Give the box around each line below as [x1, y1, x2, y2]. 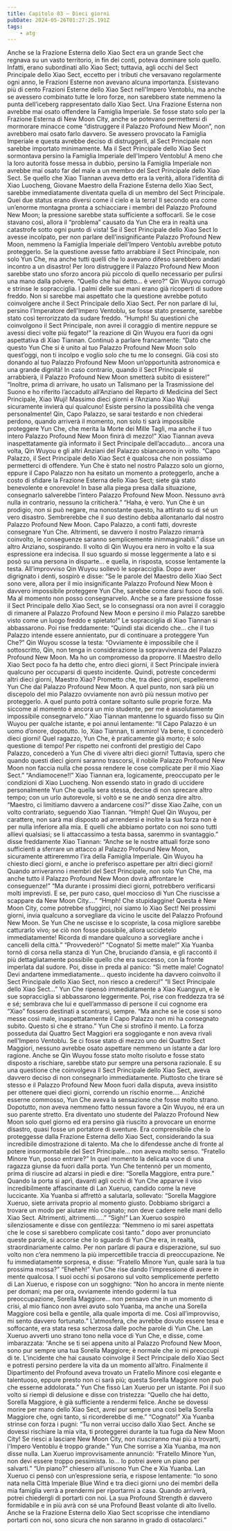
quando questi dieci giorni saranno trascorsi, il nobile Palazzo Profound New [7, 756, 225, 765]
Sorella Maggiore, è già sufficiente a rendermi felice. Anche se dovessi [7, 1398, 209, 1406]
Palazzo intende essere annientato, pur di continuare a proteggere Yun [7, 631, 209, 639]
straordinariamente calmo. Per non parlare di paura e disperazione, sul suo [7, 1243, 221, 1251]
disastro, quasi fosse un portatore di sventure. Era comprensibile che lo [7, 1125, 211, 1133]
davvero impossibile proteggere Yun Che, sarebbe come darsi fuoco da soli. [7, 587, 224, 595]
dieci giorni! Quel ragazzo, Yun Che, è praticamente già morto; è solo [7, 734, 204, 743]
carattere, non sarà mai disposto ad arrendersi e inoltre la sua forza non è [7, 815, 217, 824]
